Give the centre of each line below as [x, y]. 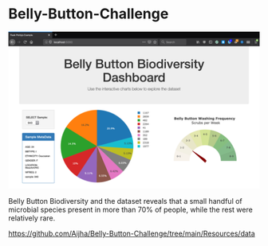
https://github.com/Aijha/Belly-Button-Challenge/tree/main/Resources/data [132, 233]
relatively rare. [32, 218]
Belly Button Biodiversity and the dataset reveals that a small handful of [126, 201]
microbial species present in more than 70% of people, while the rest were [130, 209]
